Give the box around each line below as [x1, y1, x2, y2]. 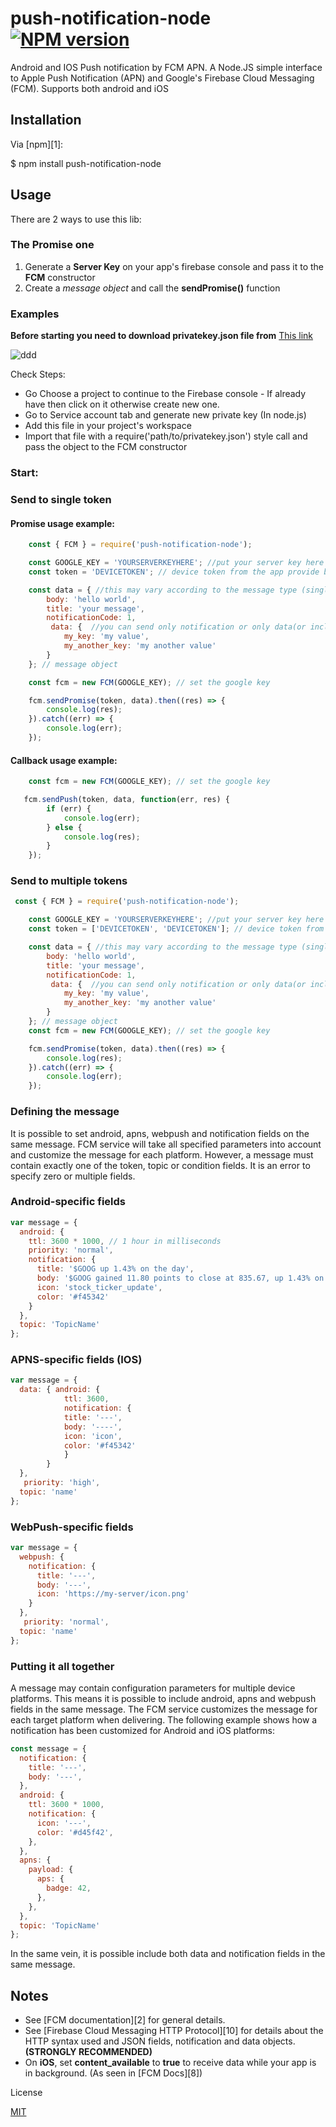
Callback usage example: [10, 754, 118, 766]
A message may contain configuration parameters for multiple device [10, 1682, 296, 1694]
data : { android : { [19, 1385, 101, 1395]
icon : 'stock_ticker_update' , [36, 1282, 163, 1292]
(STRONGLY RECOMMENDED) [24, 2046, 153, 2058]
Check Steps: [10, 368, 66, 381]
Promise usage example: [10, 517, 115, 529]
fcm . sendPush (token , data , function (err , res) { [23, 795, 230, 805]
